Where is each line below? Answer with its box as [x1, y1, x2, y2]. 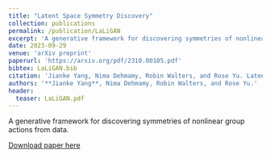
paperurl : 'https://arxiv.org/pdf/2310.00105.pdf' [8, 57, 182, 65]
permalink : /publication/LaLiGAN [8, 27, 121, 35]
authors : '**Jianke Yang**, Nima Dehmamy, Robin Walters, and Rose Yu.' [8, 79, 258, 87]
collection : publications [8, 19, 95, 27]
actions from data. [8, 125, 69, 135]
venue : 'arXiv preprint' [8, 49, 92, 57]
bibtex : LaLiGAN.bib [8, 64, 78, 73]
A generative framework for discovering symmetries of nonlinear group [8, 116, 245, 126]
